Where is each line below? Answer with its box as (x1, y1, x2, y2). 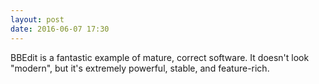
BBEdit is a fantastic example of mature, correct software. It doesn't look (10, 51, 310, 63)
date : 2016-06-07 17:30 (10, 24, 110, 34)
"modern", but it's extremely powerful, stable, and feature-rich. (10, 62, 270, 74)
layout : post (10, 14, 65, 25)
